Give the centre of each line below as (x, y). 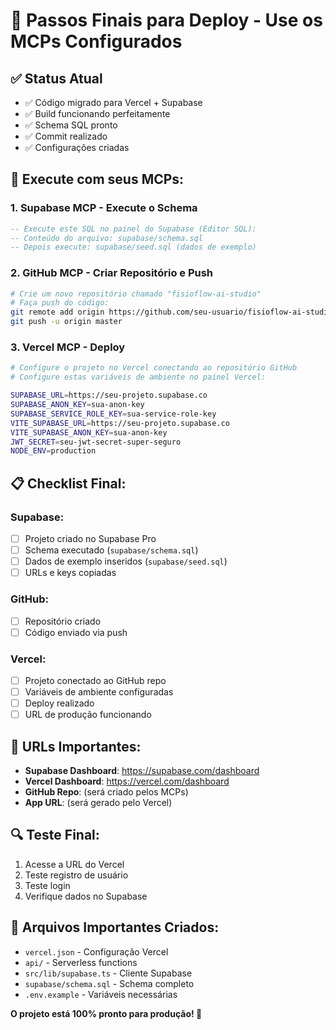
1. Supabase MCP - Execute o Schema (104, 208)
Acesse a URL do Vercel (74, 864)
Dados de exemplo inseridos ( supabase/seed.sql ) (126, 561)
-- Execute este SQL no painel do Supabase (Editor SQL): (133, 229)
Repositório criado (63, 621)
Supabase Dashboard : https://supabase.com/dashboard (142, 770)
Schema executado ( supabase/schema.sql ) (111, 550)
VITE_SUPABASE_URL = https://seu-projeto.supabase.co (120, 423)
